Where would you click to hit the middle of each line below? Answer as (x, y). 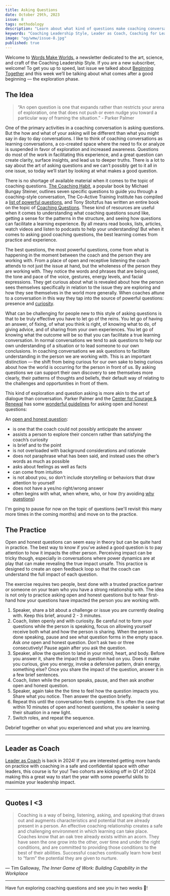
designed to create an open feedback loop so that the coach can (73, 569)
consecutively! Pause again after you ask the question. (70, 648)
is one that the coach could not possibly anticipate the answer (77, 429)
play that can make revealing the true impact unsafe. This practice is (76, 564)
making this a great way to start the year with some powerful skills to (77, 777)
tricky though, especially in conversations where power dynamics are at (80, 558)
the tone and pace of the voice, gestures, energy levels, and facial (74, 276)
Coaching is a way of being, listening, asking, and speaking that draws (91, 815)
